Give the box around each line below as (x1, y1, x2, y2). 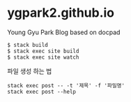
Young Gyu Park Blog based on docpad (7, 28, 121, 36)
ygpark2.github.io (7, 5, 115, 21)
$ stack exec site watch (7, 54, 79, 61)
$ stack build (7, 41, 49, 48)
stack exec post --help (7, 88, 77, 95)
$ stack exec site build (7, 48, 79, 54)
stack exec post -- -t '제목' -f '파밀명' (7, 82, 125, 89)
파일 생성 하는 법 (7, 66, 52, 75)
